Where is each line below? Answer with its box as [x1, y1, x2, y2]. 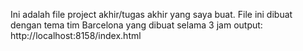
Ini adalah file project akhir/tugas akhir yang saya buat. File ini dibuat [10, 9, 293, 20]
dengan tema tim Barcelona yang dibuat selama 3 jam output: [10, 19, 263, 31]
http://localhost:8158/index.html [10, 30, 142, 41]
